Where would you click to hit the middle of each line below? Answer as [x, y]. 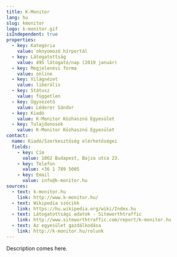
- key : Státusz [31, 91]
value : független [39, 96]
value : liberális [39, 85]
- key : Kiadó [28, 113]
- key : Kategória [34, 46]
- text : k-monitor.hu [39, 192]
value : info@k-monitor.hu [55, 181]
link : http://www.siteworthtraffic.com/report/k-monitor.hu [94, 220]
